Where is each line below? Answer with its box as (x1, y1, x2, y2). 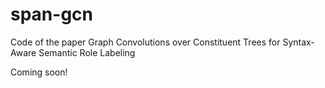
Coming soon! (10, 66, 68, 78)
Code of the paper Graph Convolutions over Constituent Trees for (10, 36, 281, 48)
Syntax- (282, 36, 315, 48)
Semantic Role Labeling (38, 46, 136, 58)
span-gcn (10, 3, 93, 26)
